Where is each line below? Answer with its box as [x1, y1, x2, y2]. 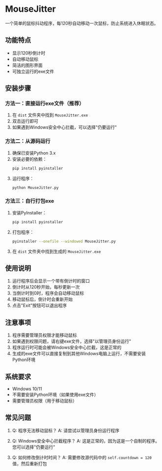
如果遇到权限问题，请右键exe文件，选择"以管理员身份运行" [12, 339, 132, 344]
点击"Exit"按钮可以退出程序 [12, 303, 67, 309]
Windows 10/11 [12, 386, 42, 392]
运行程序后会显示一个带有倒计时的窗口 [12, 278, 90, 284]
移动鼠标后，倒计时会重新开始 [12, 296, 73, 302]
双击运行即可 [12, 118, 38, 124]
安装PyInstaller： [12, 209, 47, 215]
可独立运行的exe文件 [12, 68, 54, 74]
